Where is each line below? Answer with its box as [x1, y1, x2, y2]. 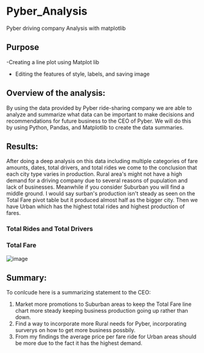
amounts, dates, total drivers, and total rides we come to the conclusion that [6, 164, 197, 172]
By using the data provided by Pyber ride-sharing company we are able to [6, 104, 192, 111]
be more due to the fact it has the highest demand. [15, 340, 142, 347]
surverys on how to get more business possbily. [15, 327, 136, 334]
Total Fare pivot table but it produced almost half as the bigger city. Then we [6, 197, 198, 204]
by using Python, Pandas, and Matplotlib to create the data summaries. [6, 123, 185, 131]
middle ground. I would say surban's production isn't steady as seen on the [6, 190, 195, 197]
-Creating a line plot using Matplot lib [6, 58, 99, 65]
